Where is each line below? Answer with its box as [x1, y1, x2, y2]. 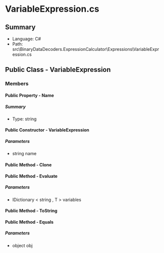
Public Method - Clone [5, 162, 52, 168]
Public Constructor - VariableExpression [5, 127, 89, 133]
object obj [12, 242, 33, 248]
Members [5, 80, 28, 87]
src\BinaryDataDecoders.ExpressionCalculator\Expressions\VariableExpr [12, 46, 160, 52]
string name [12, 151, 37, 157]
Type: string [12, 116, 37, 122]
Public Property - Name [5, 92, 54, 98]
